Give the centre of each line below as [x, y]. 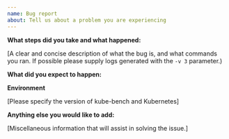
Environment [26, 88]
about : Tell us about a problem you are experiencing [87, 20]
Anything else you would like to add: [61, 115]
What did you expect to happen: [55, 74]
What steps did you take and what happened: [74, 40]
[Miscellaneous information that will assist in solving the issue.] [98, 128]
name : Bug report [32, 14]
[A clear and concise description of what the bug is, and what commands [112, 54]
